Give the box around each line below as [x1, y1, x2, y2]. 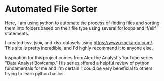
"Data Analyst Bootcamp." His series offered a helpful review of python [5, 60, 150, 66]
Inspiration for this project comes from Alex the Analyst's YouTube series [5, 54, 154, 60]
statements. [5, 30, 30, 36]
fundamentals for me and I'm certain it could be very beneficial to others [5, 65, 153, 71]
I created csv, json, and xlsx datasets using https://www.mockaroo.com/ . [5, 40, 153, 45]
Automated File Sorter [5, 3, 98, 15]
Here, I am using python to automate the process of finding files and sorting [5, 20, 160, 26]
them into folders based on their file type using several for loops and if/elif [5, 25, 156, 31]
